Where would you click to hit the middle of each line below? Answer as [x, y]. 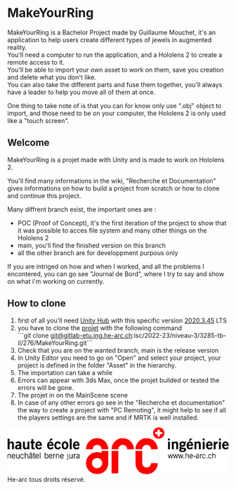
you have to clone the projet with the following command [100, 327]
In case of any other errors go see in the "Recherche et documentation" [121, 403]
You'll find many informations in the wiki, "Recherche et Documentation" [112, 181]
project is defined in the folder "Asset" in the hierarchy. [97, 365]
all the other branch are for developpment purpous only [98, 253]
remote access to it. [36, 62]
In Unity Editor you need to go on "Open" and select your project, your [119, 358]
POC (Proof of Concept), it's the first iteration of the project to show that [122, 223]
